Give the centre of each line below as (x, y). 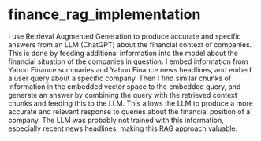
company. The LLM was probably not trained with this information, (116, 120)
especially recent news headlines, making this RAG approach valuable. (123, 128)
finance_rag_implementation (104, 15)
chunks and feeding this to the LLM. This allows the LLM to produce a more (131, 103)
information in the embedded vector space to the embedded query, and (125, 86)
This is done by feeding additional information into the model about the (123, 53)
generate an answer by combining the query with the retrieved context (123, 95)
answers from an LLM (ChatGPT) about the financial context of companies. (130, 44)
